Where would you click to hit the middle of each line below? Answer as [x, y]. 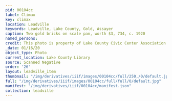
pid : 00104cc [19, 10]
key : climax [18, 19]
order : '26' [18, 67]
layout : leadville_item [31, 72]
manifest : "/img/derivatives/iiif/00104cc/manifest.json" [68, 86]
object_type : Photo [26, 53]
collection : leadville [29, 91]
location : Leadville [27, 24]
